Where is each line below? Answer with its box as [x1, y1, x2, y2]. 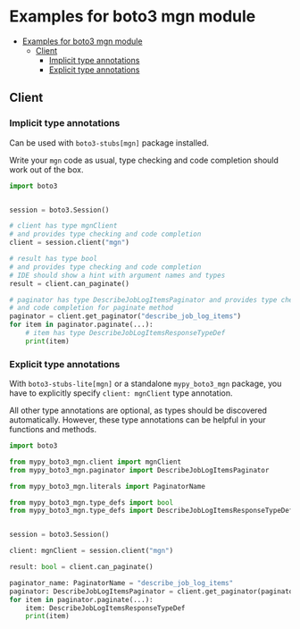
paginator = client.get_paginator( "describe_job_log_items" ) [9, 312, 242, 321]
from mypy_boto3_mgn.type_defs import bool [9, 498, 174, 507]
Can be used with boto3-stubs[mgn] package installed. [9, 137, 210, 148]
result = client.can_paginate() [9, 279, 129, 288]
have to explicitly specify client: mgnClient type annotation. [9, 388, 233, 398]
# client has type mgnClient [9, 222, 118, 231]
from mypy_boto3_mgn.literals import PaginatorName [9, 482, 205, 491]
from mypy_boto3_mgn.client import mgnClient [9, 457, 181, 466]
